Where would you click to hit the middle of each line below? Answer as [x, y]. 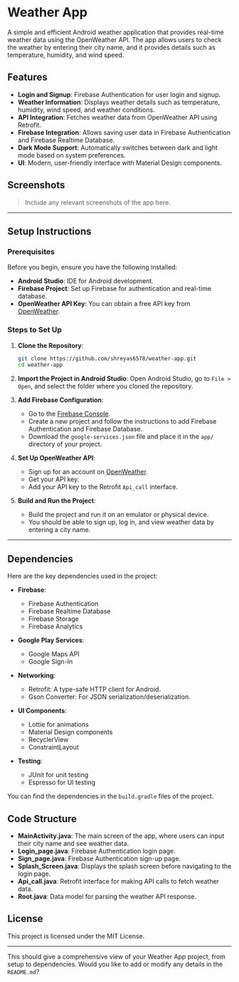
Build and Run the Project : [57, 501]
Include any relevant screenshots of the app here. [97, 202]
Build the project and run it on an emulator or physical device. [118, 515]
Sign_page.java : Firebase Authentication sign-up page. [99, 858]
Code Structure [42, 818]
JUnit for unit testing [58, 775]
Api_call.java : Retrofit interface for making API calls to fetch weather [118, 881]
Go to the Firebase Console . [69, 414]
